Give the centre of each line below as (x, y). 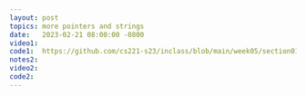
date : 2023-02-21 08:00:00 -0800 (77, 34)
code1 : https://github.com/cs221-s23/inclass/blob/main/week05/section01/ (156, 52)
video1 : (24, 43)
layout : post (34, 18)
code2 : (22, 77)
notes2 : (24, 60)
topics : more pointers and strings (77, 26)
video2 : (24, 69)
